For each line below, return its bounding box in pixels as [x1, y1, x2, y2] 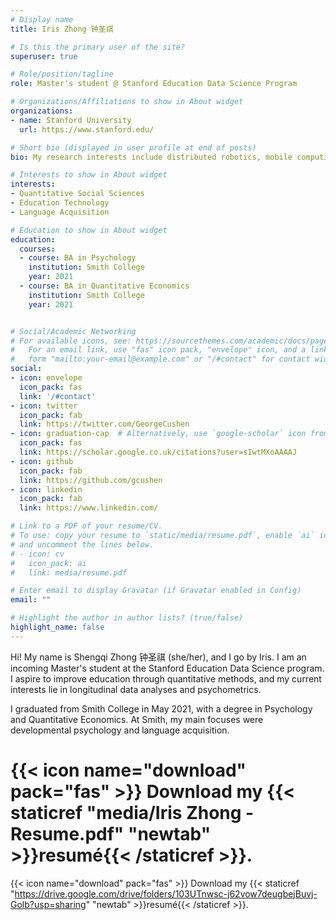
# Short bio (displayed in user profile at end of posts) [10, 142, 257, 153]
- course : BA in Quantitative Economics [19, 281, 190, 291]
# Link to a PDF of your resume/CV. [10, 521, 163, 531]
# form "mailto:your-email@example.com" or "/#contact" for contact [10, 354, 311, 365]
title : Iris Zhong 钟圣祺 [10, 24, 114, 34]
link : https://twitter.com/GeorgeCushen [19, 419, 190, 430]
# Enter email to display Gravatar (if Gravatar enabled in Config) [10, 586, 302, 596]
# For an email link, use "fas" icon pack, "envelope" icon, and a [10, 345, 307, 355]
